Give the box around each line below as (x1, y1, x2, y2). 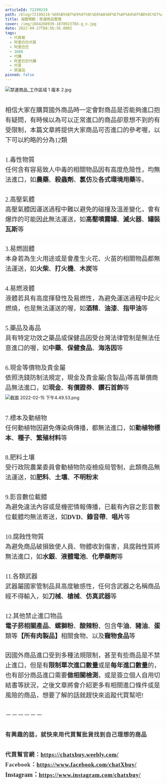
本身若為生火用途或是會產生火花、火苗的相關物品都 (5, 255, 154, 263)
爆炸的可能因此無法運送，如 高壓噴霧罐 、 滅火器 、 (5, 215, 148, 223)
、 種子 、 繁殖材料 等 (11, 434, 68, 442)
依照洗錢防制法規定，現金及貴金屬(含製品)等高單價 (5, 374, 152, 381)
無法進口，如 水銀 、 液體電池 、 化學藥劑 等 (5, 553, 123, 560)
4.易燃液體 (5, 285, 35, 292)
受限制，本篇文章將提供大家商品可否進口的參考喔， (5, 126, 154, 134)
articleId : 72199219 (5, 7, 48, 12)
